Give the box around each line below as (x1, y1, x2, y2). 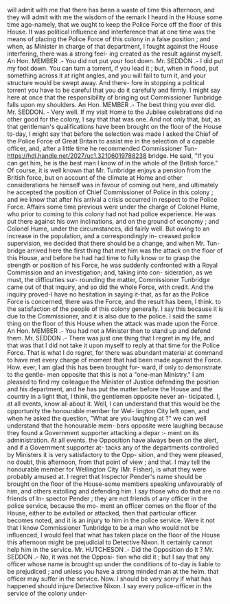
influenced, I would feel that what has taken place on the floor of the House (7, 531, 220, 539)
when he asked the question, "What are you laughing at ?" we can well (7, 415, 207, 422)
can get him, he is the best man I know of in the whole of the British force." (7, 159, 218, 167)
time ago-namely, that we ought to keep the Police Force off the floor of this (7, 21, 222, 28)
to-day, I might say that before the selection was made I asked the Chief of (7, 130, 218, 138)
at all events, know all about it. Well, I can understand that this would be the (7, 399, 220, 408)
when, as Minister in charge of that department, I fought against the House (7, 43, 218, 50)
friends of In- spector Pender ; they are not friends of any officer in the (7, 494, 207, 502)
